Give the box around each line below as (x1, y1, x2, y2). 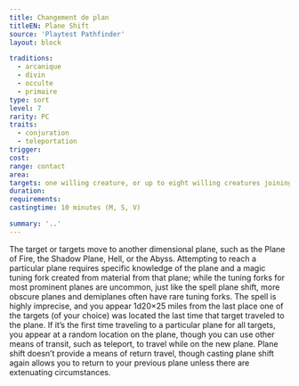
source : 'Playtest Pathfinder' (9, 29, 125, 38)
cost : (9, 153, 29, 162)
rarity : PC (9, 112, 50, 121)
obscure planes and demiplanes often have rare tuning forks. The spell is (9, 291, 277, 301)
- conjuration (17, 128, 69, 138)
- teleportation (17, 137, 77, 146)
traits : (9, 120, 38, 129)
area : (9, 170, 29, 179)
